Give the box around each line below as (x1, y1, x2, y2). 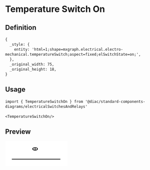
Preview (5, 128, 31, 136)
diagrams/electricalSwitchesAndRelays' (5, 104, 88, 109)
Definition (5, 23, 36, 32)
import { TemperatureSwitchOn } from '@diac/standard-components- (5, 99, 146, 104)
